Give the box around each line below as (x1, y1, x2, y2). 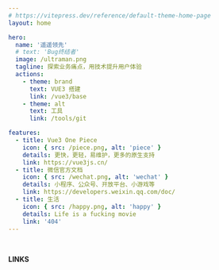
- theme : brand (22, 77, 73, 86)
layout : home (8, 19, 52, 27)
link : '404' (22, 218, 62, 226)
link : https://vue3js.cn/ (22, 158, 109, 167)
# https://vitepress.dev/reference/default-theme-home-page (8, 11, 212, 20)
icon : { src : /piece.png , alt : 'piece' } (22, 144, 162, 152)
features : (8, 129, 41, 137)
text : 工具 (29, 107, 63, 115)
